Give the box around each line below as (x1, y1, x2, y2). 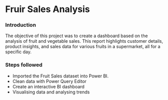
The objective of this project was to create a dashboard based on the (5, 33, 148, 39)
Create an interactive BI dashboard (12, 83, 85, 89)
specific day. (5, 49, 32, 55)
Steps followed (5, 61, 43, 68)
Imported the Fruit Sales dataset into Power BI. (12, 73, 109, 79)
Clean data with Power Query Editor (12, 78, 87, 84)
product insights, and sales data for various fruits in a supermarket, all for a (5, 44, 160, 50)
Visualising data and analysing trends (12, 89, 90, 95)
